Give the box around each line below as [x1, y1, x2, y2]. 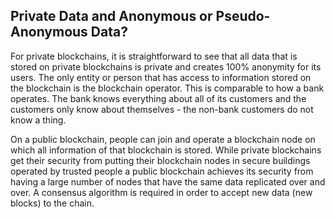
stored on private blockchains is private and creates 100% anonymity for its [10, 60, 322, 73]
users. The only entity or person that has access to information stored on [10, 71, 312, 83]
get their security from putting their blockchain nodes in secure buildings [10, 154, 311, 166]
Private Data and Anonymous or [10, 8, 213, 25]
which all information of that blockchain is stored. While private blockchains [10, 144, 322, 156]
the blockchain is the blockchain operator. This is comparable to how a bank [10, 82, 325, 94]
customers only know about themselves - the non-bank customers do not [10, 103, 314, 115]
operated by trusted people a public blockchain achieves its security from [10, 165, 314, 177]
